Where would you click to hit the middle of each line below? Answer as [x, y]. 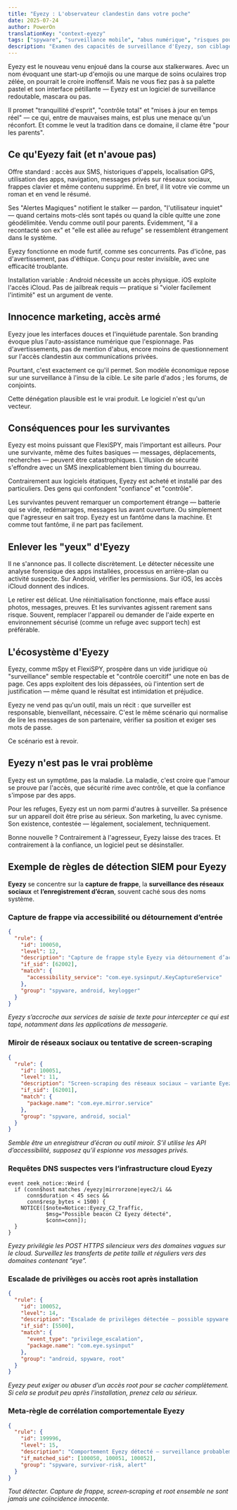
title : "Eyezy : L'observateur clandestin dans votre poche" [100, 14]
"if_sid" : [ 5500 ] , [47, 1326]
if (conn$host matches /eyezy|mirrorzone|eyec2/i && [93, 1189]
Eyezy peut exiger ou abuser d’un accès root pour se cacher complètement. [118, 1385]
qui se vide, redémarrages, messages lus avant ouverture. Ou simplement [115, 510]
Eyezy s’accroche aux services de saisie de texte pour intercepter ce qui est [118, 1017]
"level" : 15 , [40, 1445]
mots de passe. [30, 728]
